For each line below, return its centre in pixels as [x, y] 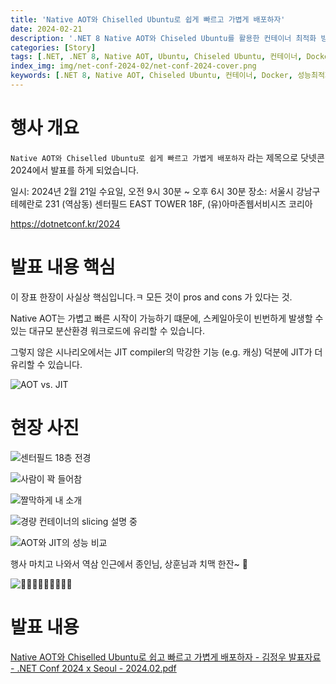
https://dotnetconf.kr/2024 [65, 223]
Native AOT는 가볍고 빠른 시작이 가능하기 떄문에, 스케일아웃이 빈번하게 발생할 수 [167, 318]
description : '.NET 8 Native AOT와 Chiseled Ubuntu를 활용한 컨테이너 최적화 [163, 38]
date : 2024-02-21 [46, 29]
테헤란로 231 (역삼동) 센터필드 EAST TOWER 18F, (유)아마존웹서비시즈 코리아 [161, 203]
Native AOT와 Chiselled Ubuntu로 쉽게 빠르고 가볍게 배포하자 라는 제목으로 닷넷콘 [167, 157]
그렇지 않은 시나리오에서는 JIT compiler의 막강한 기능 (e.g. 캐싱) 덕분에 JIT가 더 [166, 352]
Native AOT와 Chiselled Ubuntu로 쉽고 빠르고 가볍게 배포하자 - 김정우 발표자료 [166, 657]
